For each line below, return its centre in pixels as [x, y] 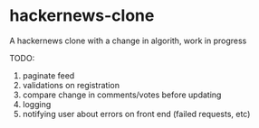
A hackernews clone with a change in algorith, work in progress [128, 41]
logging [37, 104]
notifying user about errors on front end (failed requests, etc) [136, 114]
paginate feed [48, 75]
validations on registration [71, 85]
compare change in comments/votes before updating [122, 95]
